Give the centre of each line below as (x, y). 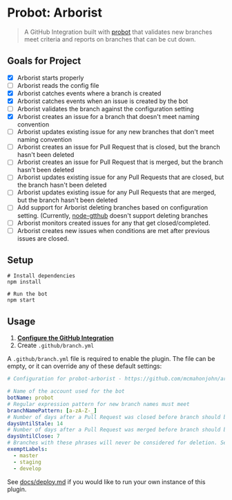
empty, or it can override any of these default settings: (85, 366)
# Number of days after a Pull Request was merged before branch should (114, 430)
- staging (27, 462)
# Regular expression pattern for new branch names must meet (98, 404)
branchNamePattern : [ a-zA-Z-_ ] (52, 410)
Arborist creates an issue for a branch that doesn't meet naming (108, 117)
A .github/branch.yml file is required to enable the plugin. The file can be (111, 359)
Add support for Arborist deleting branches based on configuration (113, 207)
